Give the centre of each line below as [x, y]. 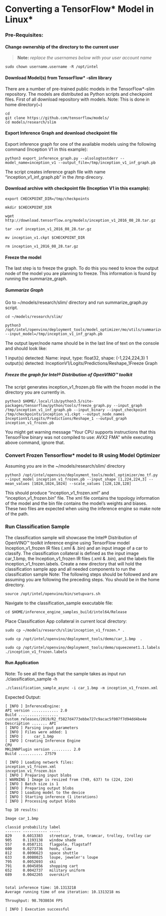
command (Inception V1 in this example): [46, 149]
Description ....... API [31, 723]
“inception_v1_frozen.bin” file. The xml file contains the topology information [82, 498]
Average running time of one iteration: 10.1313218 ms [63, 892]
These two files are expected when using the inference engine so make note [83, 509]
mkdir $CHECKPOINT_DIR [28, 207]
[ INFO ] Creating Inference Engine [43, 741]
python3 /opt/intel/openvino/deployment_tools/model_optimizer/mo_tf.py [82, 475]
